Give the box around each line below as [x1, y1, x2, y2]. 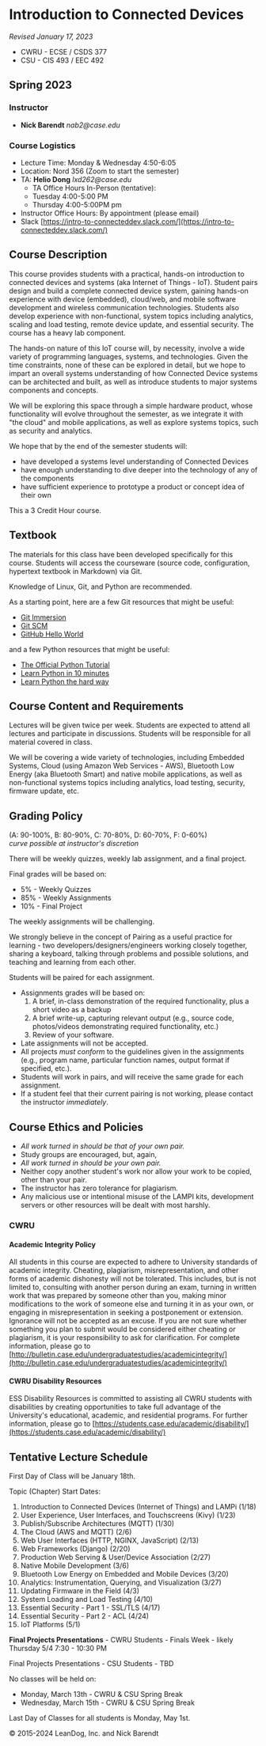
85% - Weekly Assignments [20, 893, 112, 903]
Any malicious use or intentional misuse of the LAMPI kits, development [20, 1191, 254, 1201]
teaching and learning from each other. [9, 958, 137, 967]
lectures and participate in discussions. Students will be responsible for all [9, 729, 252, 738]
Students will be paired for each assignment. [9, 973, 155, 982]
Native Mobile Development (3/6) [20, 1561, 130, 1570]
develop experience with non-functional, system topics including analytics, [9, 311, 254, 321]
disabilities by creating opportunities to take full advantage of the [9, 1402, 221, 1412]
